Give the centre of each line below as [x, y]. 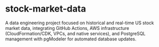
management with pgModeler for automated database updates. [71, 39]
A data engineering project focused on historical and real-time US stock [80, 23]
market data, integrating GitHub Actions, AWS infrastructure [67, 28]
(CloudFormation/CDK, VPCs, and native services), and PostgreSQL [75, 33]
